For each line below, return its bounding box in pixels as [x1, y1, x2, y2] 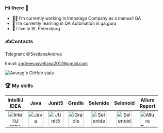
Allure [140, 97, 155, 103]
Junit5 [48, 100, 64, 106]
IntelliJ [7, 97, 24, 103]
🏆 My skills [5, 82, 33, 89]
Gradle [68, 100, 84, 106]
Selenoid [114, 100, 135, 106]
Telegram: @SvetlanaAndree [5, 51, 62, 57]
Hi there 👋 [5, 4, 29, 11]
